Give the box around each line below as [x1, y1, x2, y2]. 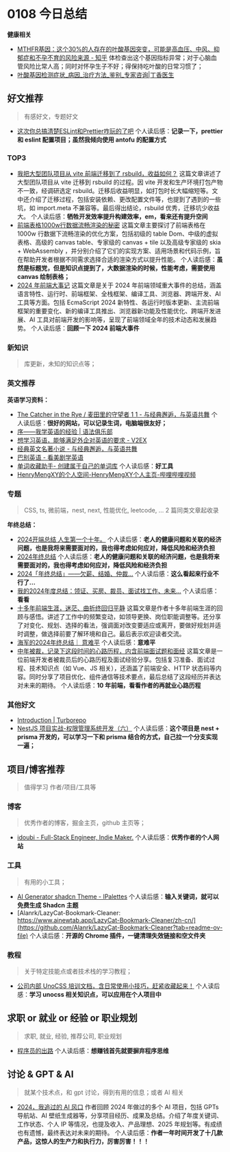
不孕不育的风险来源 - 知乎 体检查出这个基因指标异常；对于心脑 [35, 53, 212, 62]
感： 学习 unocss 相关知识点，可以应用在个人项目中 [16, 990, 162, 998]
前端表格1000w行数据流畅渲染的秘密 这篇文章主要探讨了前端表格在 [16, 221, 206, 229]
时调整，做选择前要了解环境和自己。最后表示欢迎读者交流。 [16, 629, 186, 637]
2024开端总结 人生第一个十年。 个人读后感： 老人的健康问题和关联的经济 [16, 535, 222, 543]
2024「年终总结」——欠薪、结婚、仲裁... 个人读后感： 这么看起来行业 [16, 569, 214, 578]
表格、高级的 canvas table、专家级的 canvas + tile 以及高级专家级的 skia [16, 238, 221, 247]
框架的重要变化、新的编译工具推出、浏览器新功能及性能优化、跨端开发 [16, 307, 216, 315]
